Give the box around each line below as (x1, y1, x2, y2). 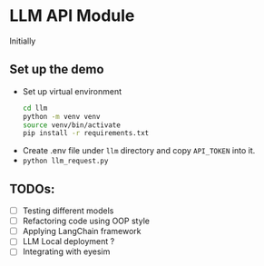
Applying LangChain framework (22, 226, 142, 237)
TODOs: (9, 181, 55, 196)
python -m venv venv (22, 112, 101, 121)
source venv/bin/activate (22, 120, 121, 130)
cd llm (22, 103, 48, 113)
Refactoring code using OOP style (22, 215, 150, 227)
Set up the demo (9, 62, 104, 77)
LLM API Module (9, 5, 135, 26)
